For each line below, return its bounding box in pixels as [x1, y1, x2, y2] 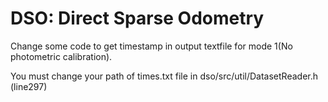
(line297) [10, 80, 48, 92]
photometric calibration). [10, 50, 113, 62]
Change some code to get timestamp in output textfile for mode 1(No [10, 40, 293, 52]
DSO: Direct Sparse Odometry [10, 7, 265, 30]
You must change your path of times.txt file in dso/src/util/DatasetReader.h [10, 70, 319, 82]
